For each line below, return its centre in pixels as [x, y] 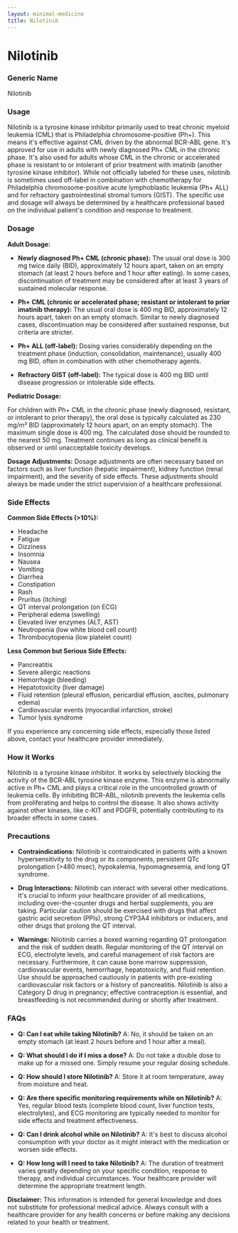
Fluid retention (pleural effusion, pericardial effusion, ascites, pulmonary [123, 695]
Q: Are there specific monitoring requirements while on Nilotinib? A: [120, 1097]
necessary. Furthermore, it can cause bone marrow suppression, [112, 962]
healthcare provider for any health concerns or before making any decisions [119, 1215]
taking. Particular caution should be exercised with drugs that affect [117, 911]
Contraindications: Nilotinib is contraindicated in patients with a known [122, 852]
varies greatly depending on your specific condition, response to [112, 1170]
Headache [33, 531]
